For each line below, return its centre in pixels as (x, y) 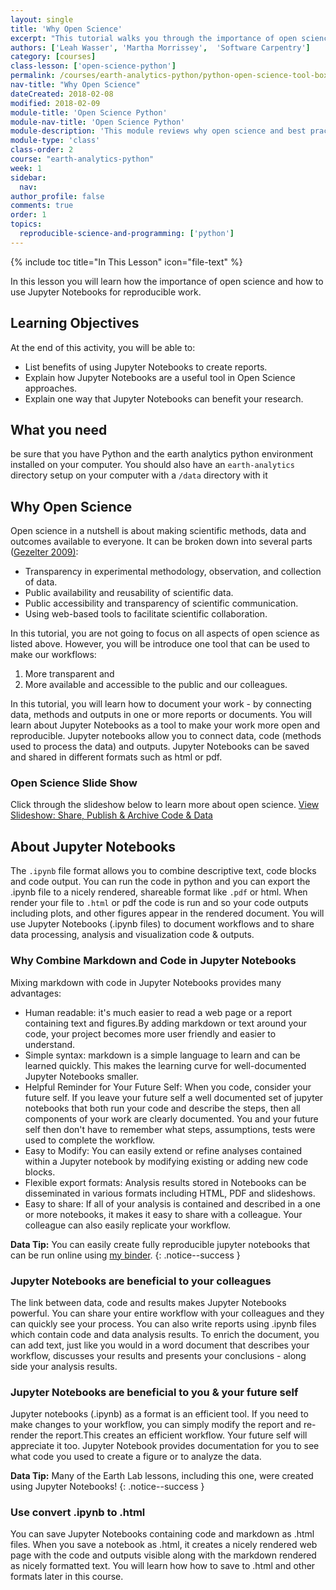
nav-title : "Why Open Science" (75, 85)
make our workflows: (53, 655)
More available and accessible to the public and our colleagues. (156, 685)
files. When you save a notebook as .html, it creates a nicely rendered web (164, 1545)
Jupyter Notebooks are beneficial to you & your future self (154, 1392)
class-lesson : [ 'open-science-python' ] (93, 66)
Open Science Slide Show (74, 783)
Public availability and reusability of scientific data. (129, 593)
